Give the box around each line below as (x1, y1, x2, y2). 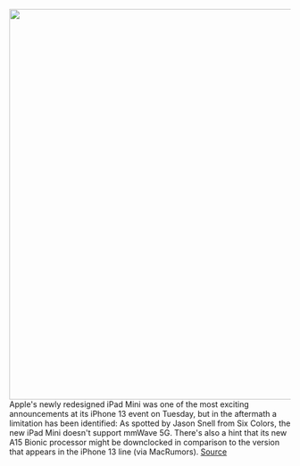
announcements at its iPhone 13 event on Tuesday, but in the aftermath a (9, 409, 277, 419)
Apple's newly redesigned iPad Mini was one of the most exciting (9, 399, 250, 410)
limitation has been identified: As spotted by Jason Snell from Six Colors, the (9, 418, 291, 429)
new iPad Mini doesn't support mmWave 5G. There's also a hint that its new (9, 428, 287, 437)
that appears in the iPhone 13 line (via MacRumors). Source (9, 446, 228, 457)
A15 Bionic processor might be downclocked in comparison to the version (9, 437, 280, 447)
